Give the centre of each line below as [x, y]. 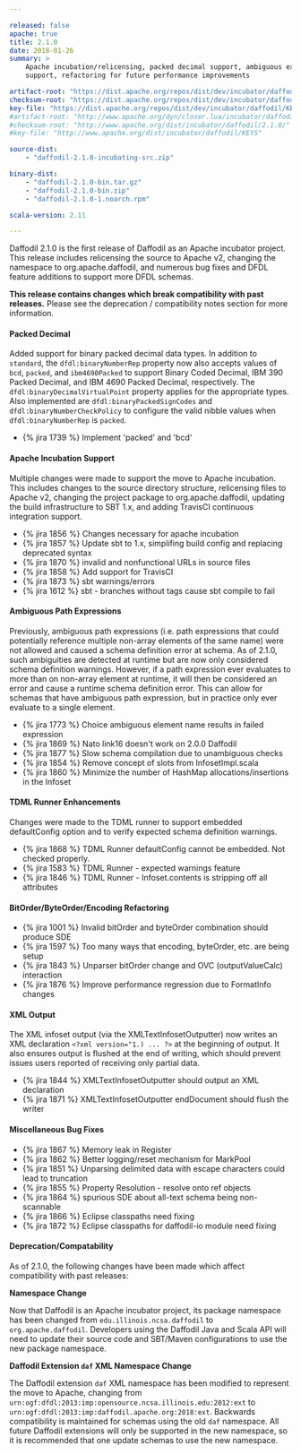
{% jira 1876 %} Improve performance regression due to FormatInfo [146, 985]
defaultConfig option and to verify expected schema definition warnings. [143, 832]
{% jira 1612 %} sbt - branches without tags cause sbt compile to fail [149, 590]
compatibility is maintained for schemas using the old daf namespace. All [144, 1421]
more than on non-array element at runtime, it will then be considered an [143, 678]
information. [32, 314]
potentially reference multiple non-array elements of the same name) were [146, 641]
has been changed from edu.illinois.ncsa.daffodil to [111, 1320]
